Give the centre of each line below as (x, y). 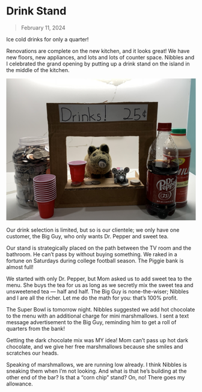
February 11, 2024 (43, 28)
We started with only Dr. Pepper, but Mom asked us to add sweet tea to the (99, 279)
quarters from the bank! (35, 328)
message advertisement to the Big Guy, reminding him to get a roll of (91, 322)
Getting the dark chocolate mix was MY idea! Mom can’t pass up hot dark (97, 340)
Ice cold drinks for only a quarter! (47, 39)
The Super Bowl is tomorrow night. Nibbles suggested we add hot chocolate (101, 309)
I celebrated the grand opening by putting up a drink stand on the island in (98, 64)
